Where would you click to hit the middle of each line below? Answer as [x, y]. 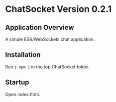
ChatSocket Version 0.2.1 [58, 9]
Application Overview [40, 27]
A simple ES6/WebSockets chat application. [50, 39]
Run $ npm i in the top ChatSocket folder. [48, 67]
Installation [23, 55]
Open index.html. [23, 94]
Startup [17, 82]
